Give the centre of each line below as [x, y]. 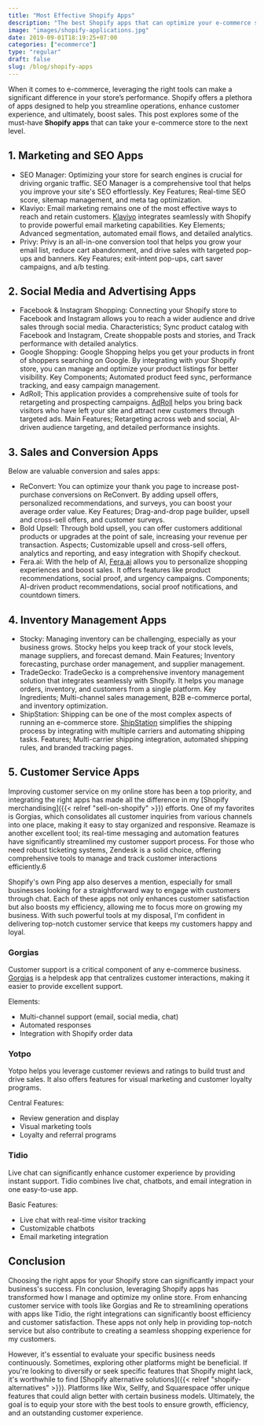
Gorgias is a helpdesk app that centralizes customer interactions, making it [129, 978]
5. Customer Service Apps [74, 772]
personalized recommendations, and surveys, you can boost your [126, 503]
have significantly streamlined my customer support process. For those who [131, 841]
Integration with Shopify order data [76, 1034]
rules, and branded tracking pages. [76, 748]
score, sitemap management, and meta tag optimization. [111, 200]
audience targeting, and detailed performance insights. [131, 427]
